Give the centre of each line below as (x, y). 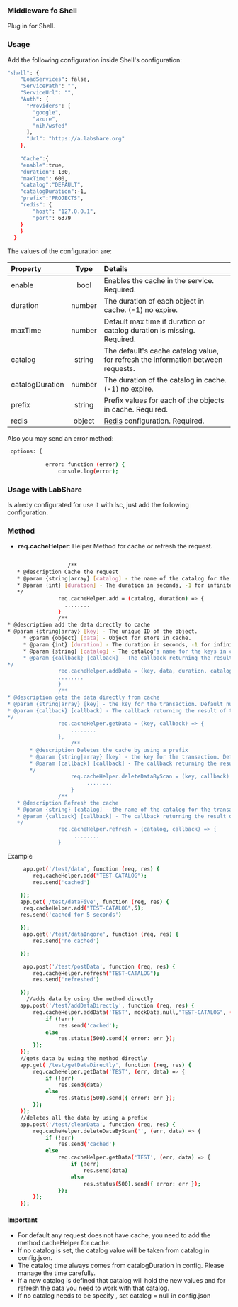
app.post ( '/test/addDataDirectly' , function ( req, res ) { (107, 1006)
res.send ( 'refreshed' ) (66, 980)
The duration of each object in (154, 302)
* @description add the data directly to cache (79, 625)
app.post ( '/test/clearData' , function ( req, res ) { (98, 1124)
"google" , (47, 112)
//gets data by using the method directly (84, 1059)
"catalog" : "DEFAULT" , (52, 185)
